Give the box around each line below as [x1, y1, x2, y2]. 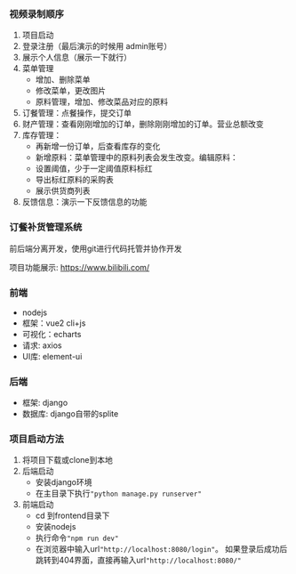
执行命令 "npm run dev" [35, 532, 119, 544]
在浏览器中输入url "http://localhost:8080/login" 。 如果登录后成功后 [35, 544, 288, 554]
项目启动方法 [9, 433, 65, 446]
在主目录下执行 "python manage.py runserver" [35, 488, 203, 499]
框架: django [21, 398, 68, 408]
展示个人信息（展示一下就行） [21, 52, 132, 63]
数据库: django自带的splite [21, 408, 119, 419]
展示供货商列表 [35, 185, 91, 197]
